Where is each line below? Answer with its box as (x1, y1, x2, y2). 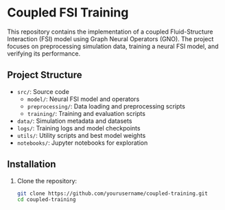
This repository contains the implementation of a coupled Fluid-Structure (7, 27, 213, 36)
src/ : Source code (16, 87, 70, 95)
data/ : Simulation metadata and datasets (16, 117, 132, 125)
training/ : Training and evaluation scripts (27, 109, 146, 117)
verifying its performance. (7, 49, 81, 58)
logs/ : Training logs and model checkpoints (16, 124, 141, 132)
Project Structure (7, 69, 82, 81)
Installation (7, 159, 56, 170)
